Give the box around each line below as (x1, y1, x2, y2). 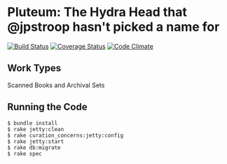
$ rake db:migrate (7, 144, 61, 151)
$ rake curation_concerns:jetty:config (7, 132, 124, 139)
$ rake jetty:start (7, 137, 64, 145)
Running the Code (7, 101, 88, 113)
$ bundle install (7, 119, 58, 126)
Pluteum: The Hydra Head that (7, 4, 188, 20)
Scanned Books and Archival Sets (7, 81, 105, 89)
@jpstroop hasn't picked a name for (7, 19, 220, 35)
